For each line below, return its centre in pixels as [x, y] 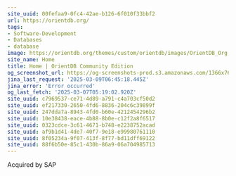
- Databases [25, 40]
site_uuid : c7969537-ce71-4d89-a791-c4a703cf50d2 [81, 99]
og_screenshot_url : [36, 73]
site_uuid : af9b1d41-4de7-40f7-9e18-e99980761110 [81, 132]
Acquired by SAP [32, 165]
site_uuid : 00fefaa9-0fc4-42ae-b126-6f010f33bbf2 [81, 14]
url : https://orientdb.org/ [48, 20]
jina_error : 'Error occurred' [52, 86]
